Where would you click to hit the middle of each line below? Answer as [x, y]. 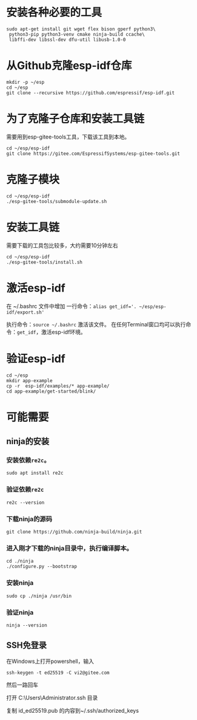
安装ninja [20, 583]
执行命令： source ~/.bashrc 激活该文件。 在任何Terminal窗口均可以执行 [96, 324]
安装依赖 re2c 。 [28, 461]
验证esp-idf [36, 358]
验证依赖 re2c [25, 490]
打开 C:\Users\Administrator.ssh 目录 [52, 698]
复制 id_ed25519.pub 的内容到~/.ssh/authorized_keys [73, 710]
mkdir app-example [29, 380]
